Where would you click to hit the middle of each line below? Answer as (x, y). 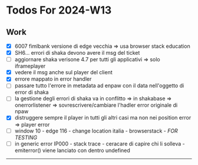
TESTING (26, 137)
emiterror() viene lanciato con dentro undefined (72, 150)
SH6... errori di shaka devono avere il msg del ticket (77, 53)
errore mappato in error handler (53, 79)
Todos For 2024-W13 (59, 10)
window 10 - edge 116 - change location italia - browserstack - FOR (96, 131)
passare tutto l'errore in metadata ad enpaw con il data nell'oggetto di (99, 85)
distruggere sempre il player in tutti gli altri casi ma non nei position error (103, 118)
